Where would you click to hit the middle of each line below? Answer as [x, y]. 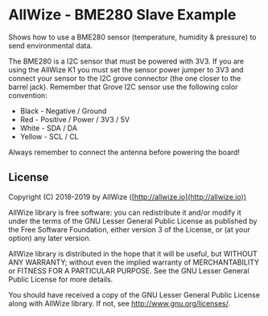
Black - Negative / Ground [63, 111]
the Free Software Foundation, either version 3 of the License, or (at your [130, 229]
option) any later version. [49, 238]
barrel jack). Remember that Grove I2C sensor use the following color [123, 87]
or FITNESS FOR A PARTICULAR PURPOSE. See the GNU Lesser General [129, 270]
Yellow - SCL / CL [49, 136]
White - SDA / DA [49, 128]
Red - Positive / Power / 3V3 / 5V [75, 119]
